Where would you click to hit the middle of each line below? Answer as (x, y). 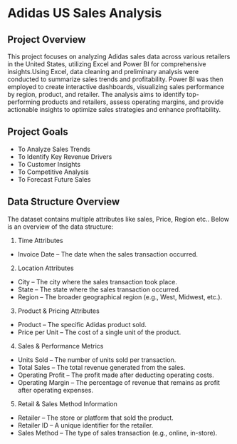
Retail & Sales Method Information (67, 403)
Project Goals (38, 132)
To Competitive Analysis (53, 172)
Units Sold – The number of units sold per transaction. (97, 360)
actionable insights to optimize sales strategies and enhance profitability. (114, 109)
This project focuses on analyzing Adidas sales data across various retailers (119, 56)
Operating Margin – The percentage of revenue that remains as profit (119, 382)
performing (24, 102)
